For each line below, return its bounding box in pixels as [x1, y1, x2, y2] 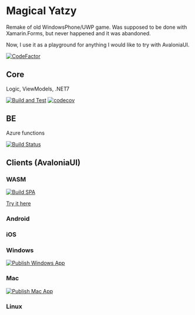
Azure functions [6, 129, 45, 136]
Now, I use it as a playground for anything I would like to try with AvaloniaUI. [6, 41, 190, 48]
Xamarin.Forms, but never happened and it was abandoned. [6, 29, 151, 36]
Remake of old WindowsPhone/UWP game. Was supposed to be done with [6, 24, 187, 31]
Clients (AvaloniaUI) [6, 157, 81, 167]
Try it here [6, 200, 31, 207]
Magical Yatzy [6, 4, 77, 18]
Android [6, 215, 30, 223]
